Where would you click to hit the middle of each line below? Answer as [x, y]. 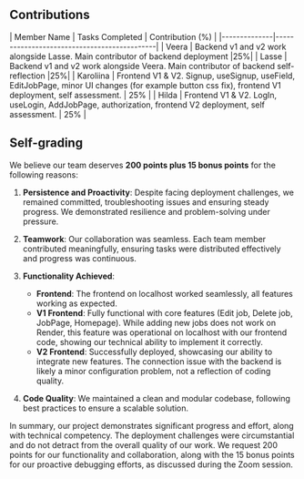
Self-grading [46, 143]
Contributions [50, 15]
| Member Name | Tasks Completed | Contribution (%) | [113, 36]
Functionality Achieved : [69, 276]
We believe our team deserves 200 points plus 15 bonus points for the [142, 165]
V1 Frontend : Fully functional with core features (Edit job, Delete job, [164, 312]
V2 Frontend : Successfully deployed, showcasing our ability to [154, 352]
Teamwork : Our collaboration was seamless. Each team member [144, 239]
